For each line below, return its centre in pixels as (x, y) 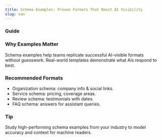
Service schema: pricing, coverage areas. (54, 94)
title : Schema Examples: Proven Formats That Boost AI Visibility (74, 10)
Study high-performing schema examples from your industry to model (76, 127)
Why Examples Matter (32, 44)
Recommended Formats (34, 78)
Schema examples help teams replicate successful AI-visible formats (74, 55)
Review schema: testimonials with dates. (53, 99)
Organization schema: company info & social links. (63, 89)
